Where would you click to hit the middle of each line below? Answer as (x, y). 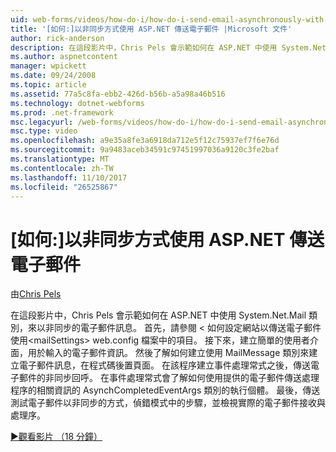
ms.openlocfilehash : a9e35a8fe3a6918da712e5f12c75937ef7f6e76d (145, 141)
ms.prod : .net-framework (62, 112)
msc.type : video (44, 131)
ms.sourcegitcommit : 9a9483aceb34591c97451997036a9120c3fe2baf (145, 150)
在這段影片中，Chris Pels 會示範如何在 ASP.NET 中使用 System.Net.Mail (158, 315)
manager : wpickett (48, 66)
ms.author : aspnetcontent (64, 57)
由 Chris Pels (36, 294)
